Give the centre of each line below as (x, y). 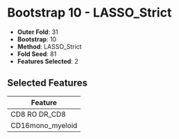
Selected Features (48, 83)
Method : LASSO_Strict (49, 46)
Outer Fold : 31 (37, 32)
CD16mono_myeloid (44, 125)
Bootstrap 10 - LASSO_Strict (89, 13)
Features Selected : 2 (48, 61)
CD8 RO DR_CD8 (38, 114)
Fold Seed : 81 (37, 54)
